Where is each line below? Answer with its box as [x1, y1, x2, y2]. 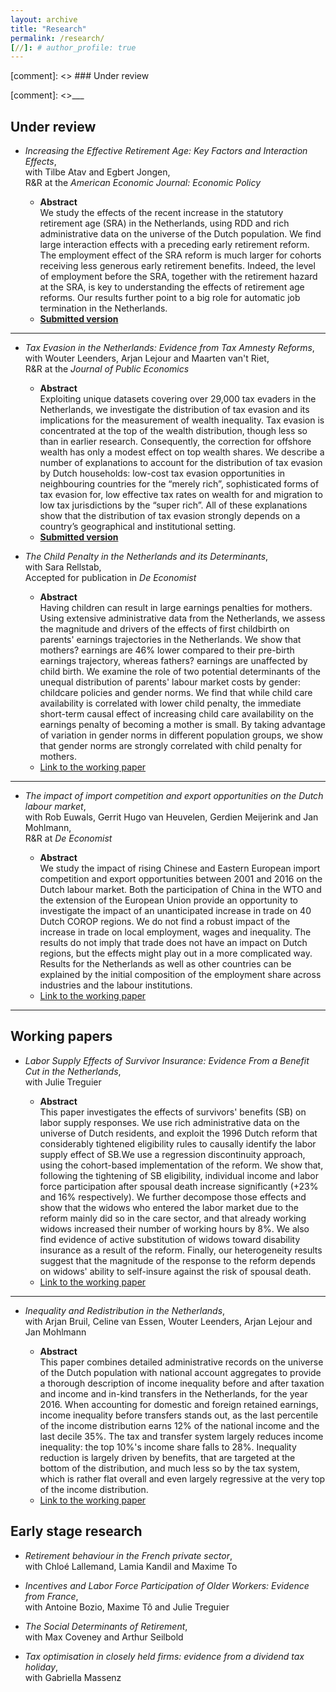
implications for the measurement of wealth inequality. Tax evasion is [39, 414, 325, 426]
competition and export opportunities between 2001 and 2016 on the [39, 873, 323, 885]
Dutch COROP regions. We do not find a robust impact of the [39, 916, 291, 928]
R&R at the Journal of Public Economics [24, 363, 190, 375]
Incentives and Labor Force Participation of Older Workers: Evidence [24, 1579, 310, 1591]
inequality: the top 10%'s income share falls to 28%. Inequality [39, 1441, 297, 1453]
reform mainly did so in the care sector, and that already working [39, 1212, 307, 1224]
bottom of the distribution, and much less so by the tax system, [39, 1462, 300, 1474]
